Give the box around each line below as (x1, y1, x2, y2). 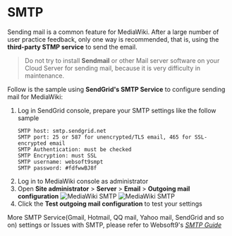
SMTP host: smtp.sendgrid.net (17, 127, 107, 134)
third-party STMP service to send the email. (7, 42, 138, 51)
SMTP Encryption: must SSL (17, 152, 97, 159)
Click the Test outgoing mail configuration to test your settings (17, 199, 202, 208)
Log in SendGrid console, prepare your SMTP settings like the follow (17, 106, 216, 114)
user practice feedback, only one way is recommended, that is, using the (7, 35, 219, 43)
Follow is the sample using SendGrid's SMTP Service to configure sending (7, 85, 226, 93)
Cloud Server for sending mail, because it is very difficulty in (24, 64, 201, 72)
